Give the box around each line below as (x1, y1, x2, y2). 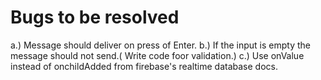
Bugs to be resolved (10, 6, 180, 29)
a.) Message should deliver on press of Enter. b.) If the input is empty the (10, 39, 311, 51)
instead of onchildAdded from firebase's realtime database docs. (10, 60, 278, 72)
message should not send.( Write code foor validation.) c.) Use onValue (10, 49, 305, 61)
